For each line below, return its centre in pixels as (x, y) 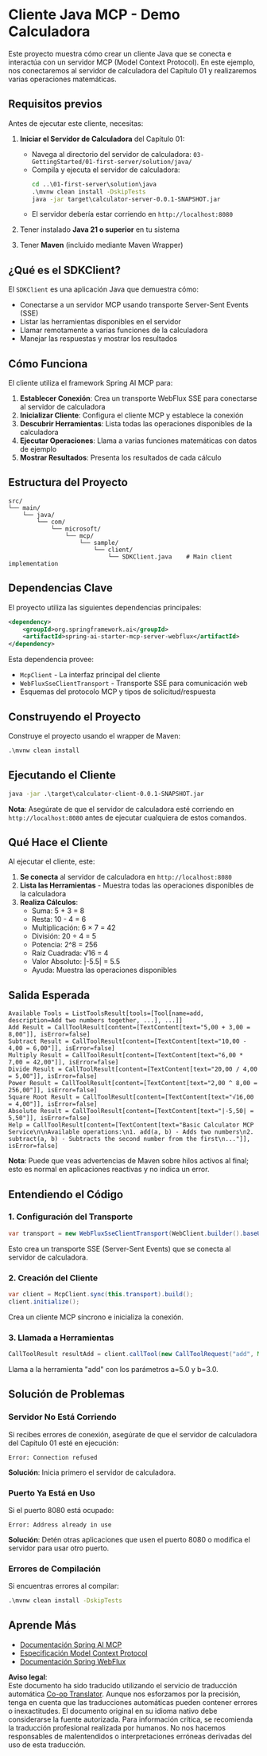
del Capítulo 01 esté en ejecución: (64, 1443)
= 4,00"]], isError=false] (53, 1104)
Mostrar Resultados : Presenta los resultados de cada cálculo (120, 457)
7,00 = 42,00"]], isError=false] (64, 1062)
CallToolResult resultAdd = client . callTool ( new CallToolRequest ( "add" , (131, 1354)
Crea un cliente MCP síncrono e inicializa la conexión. (96, 1317)
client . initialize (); (44, 1301)
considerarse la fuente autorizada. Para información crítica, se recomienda (131, 1719)
